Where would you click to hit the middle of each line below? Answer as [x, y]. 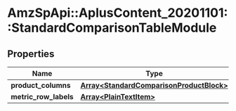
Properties [31, 54]
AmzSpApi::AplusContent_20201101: [118, 13]
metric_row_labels [42, 97]
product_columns [41, 85]
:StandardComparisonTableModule [112, 28]
